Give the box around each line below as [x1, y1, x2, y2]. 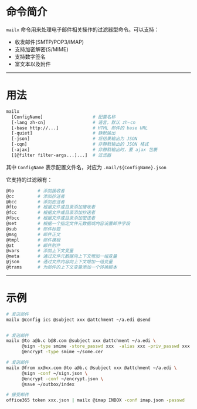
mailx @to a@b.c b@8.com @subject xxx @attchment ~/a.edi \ [6, 338, 157, 344]
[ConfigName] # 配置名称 [11, 114, 116, 120]
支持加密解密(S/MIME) [14, 45, 69, 53]
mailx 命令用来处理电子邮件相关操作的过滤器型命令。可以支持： [6, 26, 159, 33]
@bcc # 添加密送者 [6, 199, 65, 204]
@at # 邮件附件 [6, 242, 60, 249]
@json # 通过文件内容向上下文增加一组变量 [6, 259, 113, 265]
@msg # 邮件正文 [6, 232, 60, 237]
